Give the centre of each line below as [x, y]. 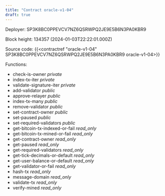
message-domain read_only [42, 177]
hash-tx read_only [31, 172]
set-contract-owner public [40, 112]
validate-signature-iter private [44, 85]
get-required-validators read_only [48, 150]
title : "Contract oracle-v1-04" [39, 10]
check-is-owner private [37, 74]
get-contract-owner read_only [44, 139]
